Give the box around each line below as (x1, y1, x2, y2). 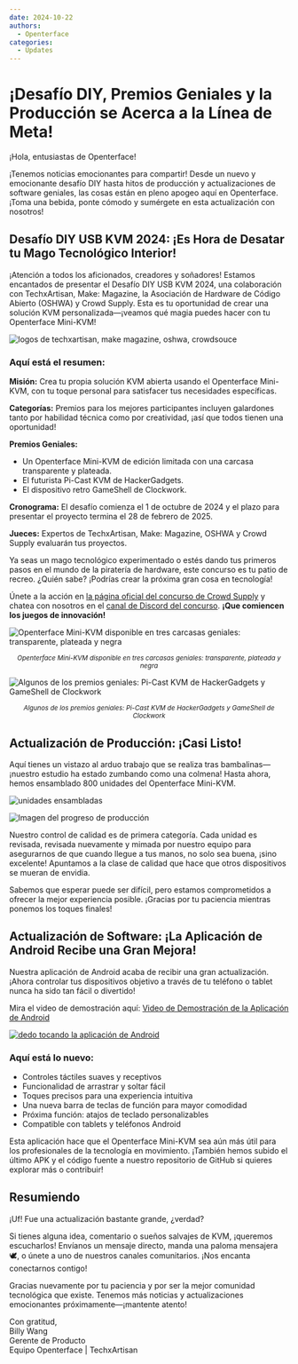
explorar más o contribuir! (9, 1164, 104, 1175)
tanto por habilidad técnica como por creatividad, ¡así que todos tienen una (9, 412, 284, 423)
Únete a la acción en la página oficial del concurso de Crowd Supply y (9, 591, 266, 602)
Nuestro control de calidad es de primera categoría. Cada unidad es (9, 829, 257, 840)
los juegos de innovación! (9, 610, 106, 621)
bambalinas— (220, 758, 271, 769)
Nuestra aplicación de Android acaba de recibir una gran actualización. (9, 966, 269, 977)
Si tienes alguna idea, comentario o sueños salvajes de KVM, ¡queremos (9, 1231, 273, 1241)
